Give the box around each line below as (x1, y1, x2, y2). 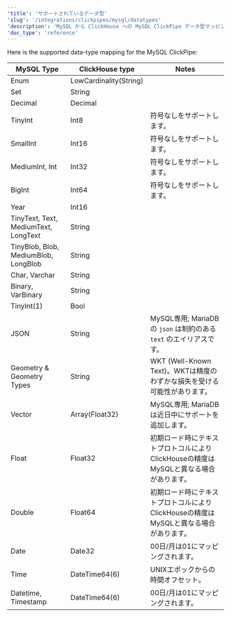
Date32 (70, 546, 95, 556)
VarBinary (10, 290, 43, 300)
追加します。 (150, 420, 191, 430)
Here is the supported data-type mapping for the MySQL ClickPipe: (7, 48, 198, 56)
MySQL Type (15, 65, 59, 74)
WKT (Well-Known (150, 356, 212, 366)
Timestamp (10, 597, 47, 607)
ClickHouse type (78, 65, 135, 74)
